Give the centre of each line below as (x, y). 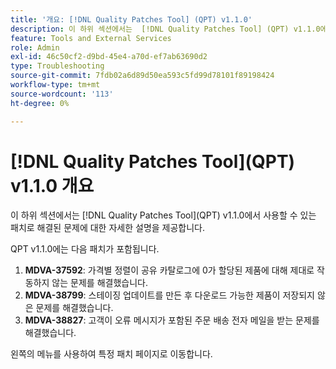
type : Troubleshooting (57, 66)
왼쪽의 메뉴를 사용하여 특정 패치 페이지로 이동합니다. (111, 354)
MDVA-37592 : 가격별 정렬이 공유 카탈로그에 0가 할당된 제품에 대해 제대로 (169, 270)
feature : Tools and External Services (91, 38)
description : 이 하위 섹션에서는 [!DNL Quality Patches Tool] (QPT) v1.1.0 (165, 29)
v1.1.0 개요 (52, 185)
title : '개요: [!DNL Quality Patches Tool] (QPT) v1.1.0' (131, 19)
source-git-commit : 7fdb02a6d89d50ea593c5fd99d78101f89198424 (142, 76)
